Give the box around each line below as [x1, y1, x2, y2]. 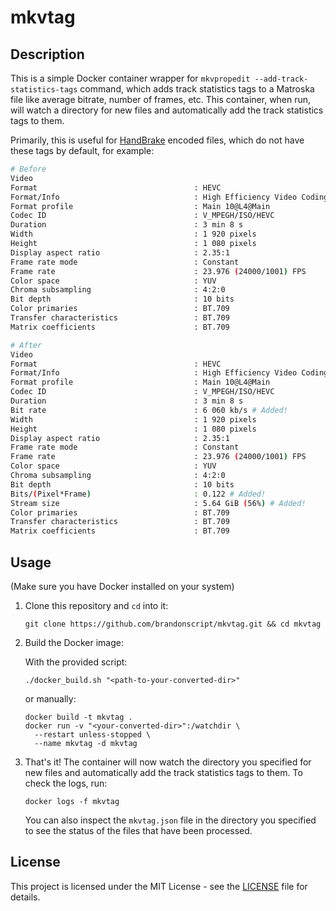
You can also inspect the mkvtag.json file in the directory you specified [24, 814, 317, 826]
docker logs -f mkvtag [24, 796, 120, 806]
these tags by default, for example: [10, 145, 155, 156]
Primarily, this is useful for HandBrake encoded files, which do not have [10, 134, 305, 146]
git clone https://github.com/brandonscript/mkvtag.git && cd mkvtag [24, 619, 322, 629]
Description [10, 46, 85, 63]
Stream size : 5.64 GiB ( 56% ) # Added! [10, 498, 307, 508]
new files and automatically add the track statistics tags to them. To [24, 766, 303, 778]
